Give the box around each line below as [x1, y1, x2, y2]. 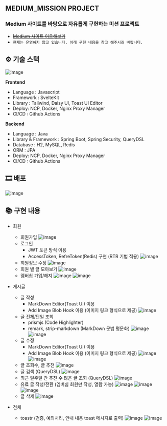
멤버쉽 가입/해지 [20, 273, 53, 279]
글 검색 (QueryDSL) [20, 369, 60, 375]
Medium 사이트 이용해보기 [12, 33, 66, 39]
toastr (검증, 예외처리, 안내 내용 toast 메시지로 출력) [20, 415, 124, 421]
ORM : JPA [12, 147, 36, 153]
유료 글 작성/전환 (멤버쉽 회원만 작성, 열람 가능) [20, 381, 114, 388]
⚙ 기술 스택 [5, 55, 40, 64]
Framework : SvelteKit [12, 94, 60, 101]
